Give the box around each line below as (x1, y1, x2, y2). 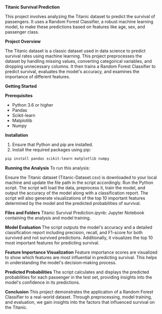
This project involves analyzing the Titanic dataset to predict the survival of (5, 14, 155, 19)
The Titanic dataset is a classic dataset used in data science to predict (5, 48, 146, 54)
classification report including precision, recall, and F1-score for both (5, 229, 143, 235)
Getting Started (5, 83, 37, 89)
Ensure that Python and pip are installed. (12, 142, 94, 148)
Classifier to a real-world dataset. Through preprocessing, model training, (5, 294, 152, 300)
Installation (5, 132, 28, 138)
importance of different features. (5, 74, 70, 79)
